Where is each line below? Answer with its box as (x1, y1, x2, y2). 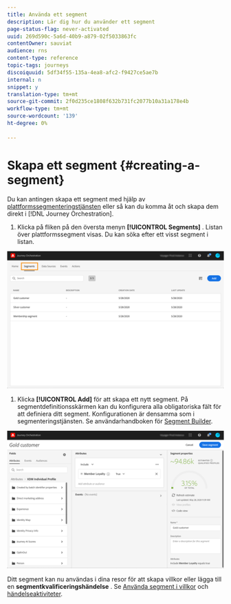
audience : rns (7, 47, 48, 54)
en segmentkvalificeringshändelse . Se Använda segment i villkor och (7, 583, 208, 591)
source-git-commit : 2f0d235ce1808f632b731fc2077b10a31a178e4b (7, 98, 189, 105)
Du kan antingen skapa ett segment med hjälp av (7, 194, 146, 203)
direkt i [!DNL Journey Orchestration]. (7, 210, 114, 218)
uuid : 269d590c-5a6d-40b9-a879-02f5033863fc (7, 33, 137, 40)
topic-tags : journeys (7, 62, 69, 69)
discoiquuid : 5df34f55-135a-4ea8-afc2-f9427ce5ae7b (7, 69, 158, 76)
